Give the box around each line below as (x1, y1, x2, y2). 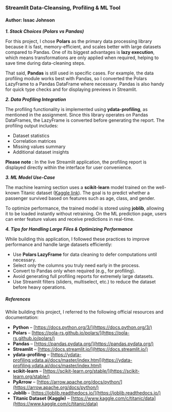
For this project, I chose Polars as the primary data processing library (5, 38, 152, 45)
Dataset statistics (12, 133, 50, 139)
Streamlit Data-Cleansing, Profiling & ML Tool (5, 4, 121, 11)
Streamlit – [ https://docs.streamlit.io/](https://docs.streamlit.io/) (12, 346, 148, 352)
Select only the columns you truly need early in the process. (12, 263, 140, 269)
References (5, 296, 31, 302)
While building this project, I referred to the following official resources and (5, 309, 164, 315)
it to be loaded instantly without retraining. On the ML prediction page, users (5, 211, 167, 217)
